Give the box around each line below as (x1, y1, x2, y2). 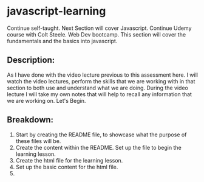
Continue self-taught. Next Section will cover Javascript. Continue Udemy (7, 24, 192, 32)
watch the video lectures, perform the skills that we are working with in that (7, 77, 195, 85)
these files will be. (15, 137, 61, 144)
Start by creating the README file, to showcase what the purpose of (15, 131, 187, 138)
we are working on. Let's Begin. (7, 97, 86, 104)
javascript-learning (7, 4, 106, 18)
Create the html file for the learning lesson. (15, 156, 123, 164)
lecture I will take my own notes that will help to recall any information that (7, 90, 192, 98)
